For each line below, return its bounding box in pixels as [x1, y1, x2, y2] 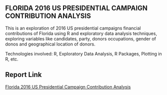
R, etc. [5, 56, 18, 62]
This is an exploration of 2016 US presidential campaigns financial [5, 25, 141, 31]
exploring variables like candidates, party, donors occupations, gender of [5, 35, 156, 41]
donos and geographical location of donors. [5, 41, 96, 47]
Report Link [5, 70, 42, 79]
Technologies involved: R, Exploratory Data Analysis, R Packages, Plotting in [5, 50, 162, 56]
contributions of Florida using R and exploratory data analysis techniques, [5, 30, 157, 36]
